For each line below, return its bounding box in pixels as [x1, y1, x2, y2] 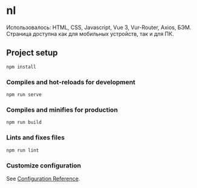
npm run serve [6, 92, 42, 98]
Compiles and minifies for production [6, 106, 118, 114]
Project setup [6, 48, 59, 58]
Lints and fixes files [6, 133, 65, 142]
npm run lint [6, 147, 39, 153]
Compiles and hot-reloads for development [6, 78, 136, 86]
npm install [6, 64, 36, 70]
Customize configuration [6, 161, 82, 170]
